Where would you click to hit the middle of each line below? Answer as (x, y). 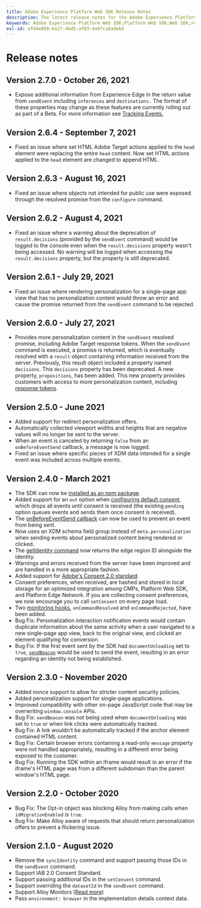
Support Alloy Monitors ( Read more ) (59, 892)
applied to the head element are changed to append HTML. (87, 160)
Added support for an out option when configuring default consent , (98, 499)
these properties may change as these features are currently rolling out (103, 107)
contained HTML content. (46, 736)
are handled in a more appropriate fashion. (67, 569)
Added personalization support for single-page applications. (89, 698)
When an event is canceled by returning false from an (82, 441)
